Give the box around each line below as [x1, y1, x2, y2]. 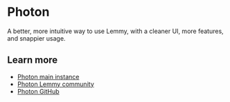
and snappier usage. [7, 34, 66, 42]
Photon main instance [17, 72, 80, 81]
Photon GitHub [17, 87, 60, 95]
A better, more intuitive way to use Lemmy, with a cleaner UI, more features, [7, 27, 224, 35]
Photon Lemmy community [17, 80, 95, 88]
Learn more [7, 54, 58, 66]
